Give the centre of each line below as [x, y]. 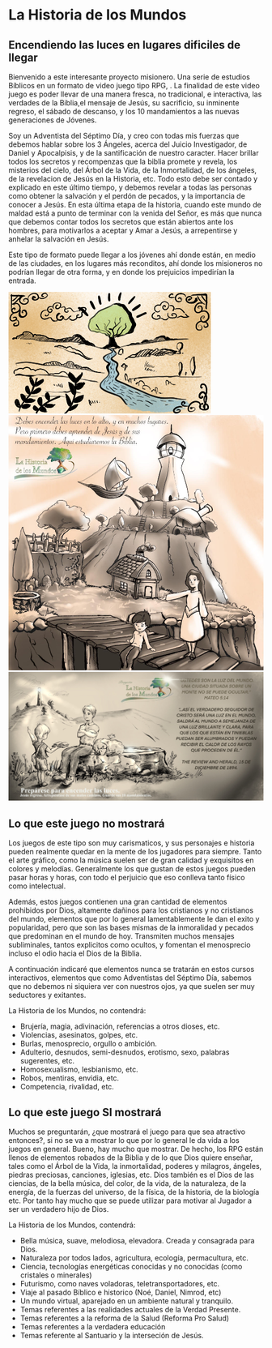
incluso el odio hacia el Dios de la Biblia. [75, 953]
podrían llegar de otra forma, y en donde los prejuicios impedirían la [121, 272]
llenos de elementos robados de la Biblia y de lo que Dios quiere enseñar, [131, 1158]
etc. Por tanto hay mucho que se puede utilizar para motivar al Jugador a [130, 1200]
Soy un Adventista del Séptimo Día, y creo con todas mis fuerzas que [124, 136]
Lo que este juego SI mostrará [85, 1112]
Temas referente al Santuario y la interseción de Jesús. [112, 1336]
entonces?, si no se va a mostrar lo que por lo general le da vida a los [124, 1140]
